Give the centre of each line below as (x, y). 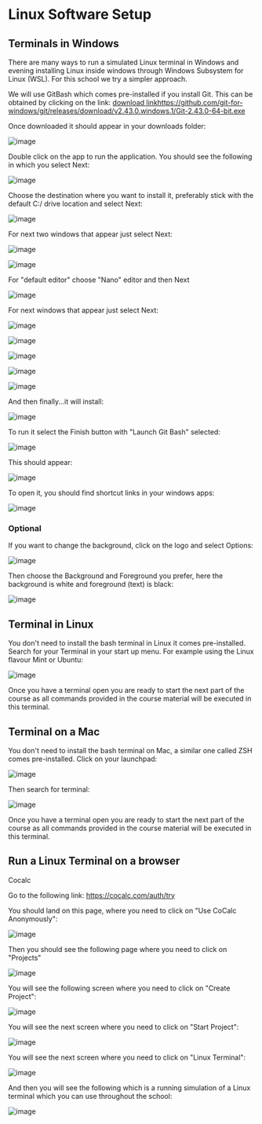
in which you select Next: (49, 165)
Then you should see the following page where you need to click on (118, 949)
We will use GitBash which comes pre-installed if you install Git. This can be (131, 94)
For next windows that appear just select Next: (84, 310)
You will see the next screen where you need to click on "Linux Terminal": (127, 1057)
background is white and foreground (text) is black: (91, 584)
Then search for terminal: (49, 789)
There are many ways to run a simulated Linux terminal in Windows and (124, 62)
